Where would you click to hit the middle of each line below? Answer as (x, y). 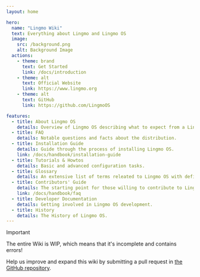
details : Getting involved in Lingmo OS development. (85, 204)
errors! (14, 250)
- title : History (33, 210)
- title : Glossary (35, 171)
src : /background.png (43, 45)
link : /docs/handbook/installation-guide (69, 155)
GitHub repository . (29, 268)
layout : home (22, 12)
